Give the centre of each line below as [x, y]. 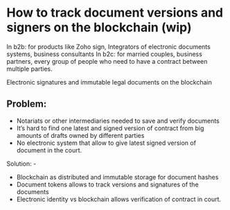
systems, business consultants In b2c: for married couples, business [104, 54]
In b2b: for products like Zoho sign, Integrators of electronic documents [108, 46]
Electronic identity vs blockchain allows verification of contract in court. [119, 199]
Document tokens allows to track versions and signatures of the [107, 184]
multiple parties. [29, 69]
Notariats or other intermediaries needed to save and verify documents [118, 121]
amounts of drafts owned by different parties [80, 135]
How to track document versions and [115, 13]
